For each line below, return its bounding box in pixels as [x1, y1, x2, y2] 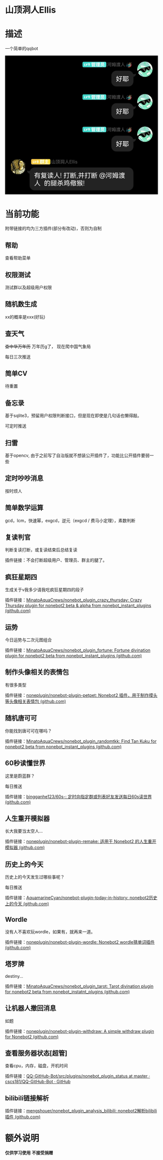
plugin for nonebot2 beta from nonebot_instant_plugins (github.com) [5, 653, 142, 659]
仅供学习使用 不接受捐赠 [5, 1150, 53, 1156]
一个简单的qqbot [5, 46, 38, 52]
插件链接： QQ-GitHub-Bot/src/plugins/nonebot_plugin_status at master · [5, 1073, 150, 1079]
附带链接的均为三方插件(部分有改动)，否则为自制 [5, 225, 102, 231]
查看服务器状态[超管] [5, 1049, 67, 1057]
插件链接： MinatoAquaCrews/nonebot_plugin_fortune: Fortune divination [5, 647, 151, 653]
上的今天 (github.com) [5, 901, 49, 907]
